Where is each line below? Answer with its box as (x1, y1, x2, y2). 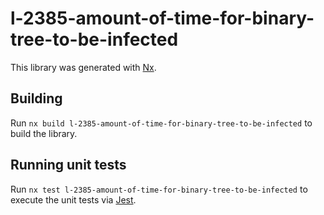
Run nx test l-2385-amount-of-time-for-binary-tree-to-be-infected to (10, 183, 308, 195)
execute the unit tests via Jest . (10, 193, 137, 206)
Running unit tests (10, 157, 127, 174)
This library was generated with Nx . (10, 61, 157, 73)
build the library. (10, 127, 78, 139)
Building (10, 90, 63, 107)
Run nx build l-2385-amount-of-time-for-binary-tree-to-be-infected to (10, 117, 313, 129)
